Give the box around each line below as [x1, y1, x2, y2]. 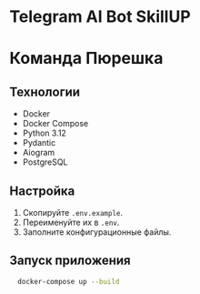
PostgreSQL [22, 157, 68, 167]
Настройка [9, 183, 75, 198]
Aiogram [22, 147, 55, 158]
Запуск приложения [9, 253, 131, 269]
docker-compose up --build [17, 277, 120, 286]
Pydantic [22, 137, 56, 148]
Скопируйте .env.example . [22, 208, 123, 218]
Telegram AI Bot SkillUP [9, 6, 191, 27]
